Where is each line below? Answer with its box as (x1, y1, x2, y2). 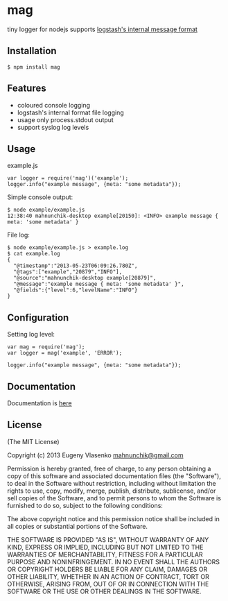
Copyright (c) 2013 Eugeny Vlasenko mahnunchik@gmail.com (7, 450, 184, 459)
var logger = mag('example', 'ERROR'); (7, 350, 123, 357)
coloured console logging (17, 101, 91, 109)
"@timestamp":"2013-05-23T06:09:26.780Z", (13, 262, 138, 269)
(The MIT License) (7, 437, 60, 446)
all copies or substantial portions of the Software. (7, 522, 148, 530)
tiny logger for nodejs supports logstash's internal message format (7, 25, 198, 33)
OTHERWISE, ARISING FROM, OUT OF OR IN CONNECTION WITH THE (7, 579, 209, 588)
